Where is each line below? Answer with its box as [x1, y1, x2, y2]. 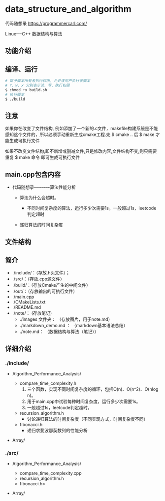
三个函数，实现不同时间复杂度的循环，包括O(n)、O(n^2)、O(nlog [27, 386, 159, 392]
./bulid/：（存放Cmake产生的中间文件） [12, 282, 91, 288]
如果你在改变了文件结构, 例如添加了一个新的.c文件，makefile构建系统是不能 [5, 126, 158, 132]
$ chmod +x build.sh [5, 87, 48, 92]
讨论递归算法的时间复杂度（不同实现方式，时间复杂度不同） [27, 416, 148, 422]
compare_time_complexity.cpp [19, 470, 82, 476]
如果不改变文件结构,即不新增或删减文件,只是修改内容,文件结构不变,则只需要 [5, 148, 157, 154]
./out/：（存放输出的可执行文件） [12, 288, 78, 294]
